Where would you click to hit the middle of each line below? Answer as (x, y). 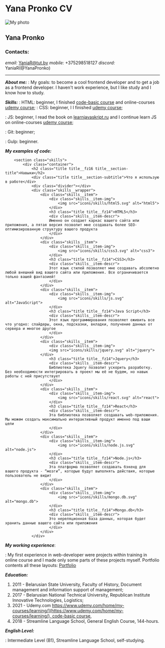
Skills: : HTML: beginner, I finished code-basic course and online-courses (80, 102)
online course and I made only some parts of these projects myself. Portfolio (82, 560)
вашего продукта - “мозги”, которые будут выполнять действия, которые (80, 471)
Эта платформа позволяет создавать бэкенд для (97, 467)
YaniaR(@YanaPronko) (28, 68)
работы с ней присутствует (33, 376)
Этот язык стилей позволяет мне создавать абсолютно (104, 268)
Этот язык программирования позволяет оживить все (102, 320)
